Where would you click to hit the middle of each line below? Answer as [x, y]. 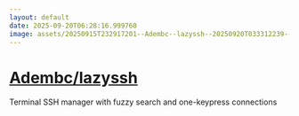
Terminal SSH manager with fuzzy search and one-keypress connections [143, 102]
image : [21, 34]
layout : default [39, 17]
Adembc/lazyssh [73, 77]
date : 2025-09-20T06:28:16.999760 [73, 26]
